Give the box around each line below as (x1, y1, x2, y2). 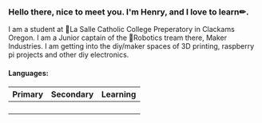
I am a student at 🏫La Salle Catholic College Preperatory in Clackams (8, 25, 236, 34)
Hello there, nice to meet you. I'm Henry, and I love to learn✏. (8, 6, 249, 18)
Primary (12, 89, 44, 100)
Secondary (50, 89, 94, 100)
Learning (101, 89, 137, 100)
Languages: (8, 68, 50, 77)
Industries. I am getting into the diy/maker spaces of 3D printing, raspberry (8, 42, 255, 51)
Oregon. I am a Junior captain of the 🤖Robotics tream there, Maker (8, 33, 228, 42)
